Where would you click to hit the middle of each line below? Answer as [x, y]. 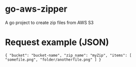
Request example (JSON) [57, 42]
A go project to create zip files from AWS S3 [49, 22]
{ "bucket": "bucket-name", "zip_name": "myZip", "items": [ [68, 55]
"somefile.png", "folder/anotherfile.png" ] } [53, 60]
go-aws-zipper [36, 9]
